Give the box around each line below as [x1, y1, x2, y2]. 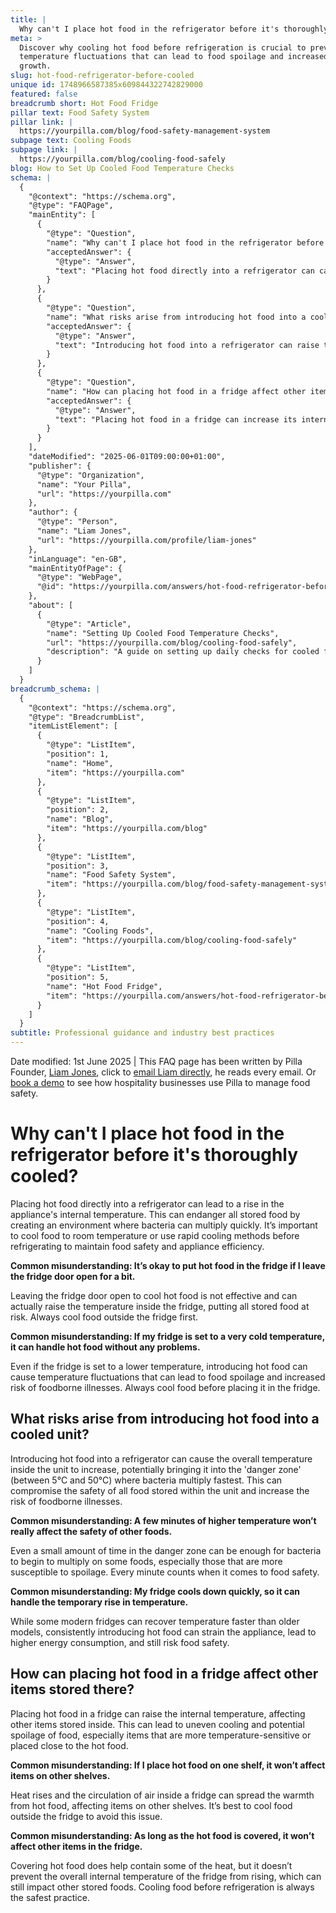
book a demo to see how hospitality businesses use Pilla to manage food [10, 1077, 311, 1088]
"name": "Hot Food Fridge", [46, 981, 163, 991]
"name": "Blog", [46, 814, 114, 825]
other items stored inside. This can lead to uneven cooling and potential [10, 1718, 305, 1730]
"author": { [28, 507, 78, 518]
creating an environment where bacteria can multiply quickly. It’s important [10, 1219, 318, 1231]
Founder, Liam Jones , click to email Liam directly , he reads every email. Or [10, 1066, 317, 1078]
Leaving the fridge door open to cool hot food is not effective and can [10, 1289, 298, 1301]
